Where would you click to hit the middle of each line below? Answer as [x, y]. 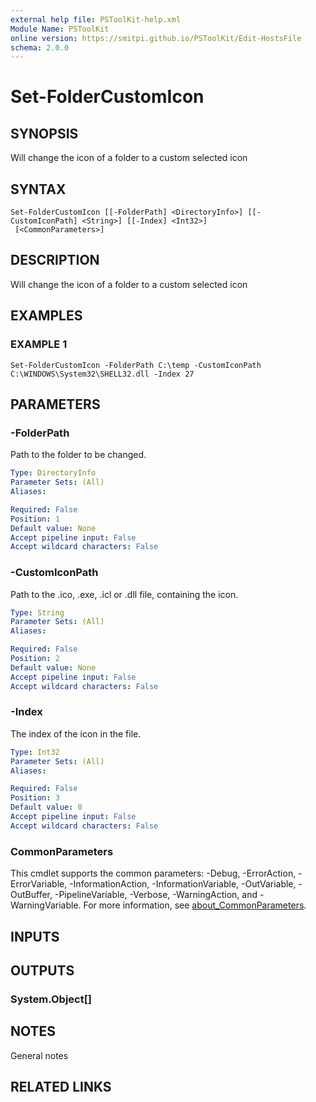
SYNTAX [38, 189]
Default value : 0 [46, 807]
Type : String [37, 612]
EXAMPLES [46, 316]
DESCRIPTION [55, 260]
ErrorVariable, [39, 884]
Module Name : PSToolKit [60, 29]
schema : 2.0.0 [40, 47]
